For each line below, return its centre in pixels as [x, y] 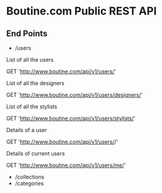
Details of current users [36, 153]
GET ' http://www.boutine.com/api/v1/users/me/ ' [66, 165]
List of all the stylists [32, 106]
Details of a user [27, 130]
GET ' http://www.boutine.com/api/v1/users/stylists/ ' [71, 118]
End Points [27, 34]
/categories [29, 183]
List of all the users [30, 60]
